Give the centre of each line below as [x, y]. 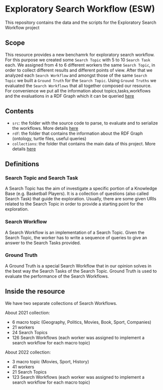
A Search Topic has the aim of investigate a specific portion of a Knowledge [81, 189]
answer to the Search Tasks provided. [43, 243]
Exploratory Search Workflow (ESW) [80, 9]
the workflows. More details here [45, 128]
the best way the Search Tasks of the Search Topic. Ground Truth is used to [81, 271]
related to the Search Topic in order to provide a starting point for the [74, 204]
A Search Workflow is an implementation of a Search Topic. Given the [75, 232]
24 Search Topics [30, 332]
